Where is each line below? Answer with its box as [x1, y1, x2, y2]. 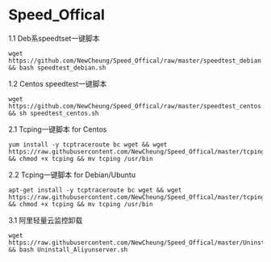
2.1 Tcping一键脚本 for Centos [8, 124, 107, 134]
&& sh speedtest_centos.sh [8, 109, 99, 117]
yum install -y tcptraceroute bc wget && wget [8, 140, 168, 149]
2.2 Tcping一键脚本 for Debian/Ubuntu [8, 170, 135, 180]
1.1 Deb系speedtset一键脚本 [8, 33, 100, 43]
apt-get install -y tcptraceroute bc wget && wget [8, 186, 182, 194]
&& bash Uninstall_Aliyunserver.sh [8, 245, 128, 254]
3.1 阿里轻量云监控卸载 [8, 215, 83, 225]
